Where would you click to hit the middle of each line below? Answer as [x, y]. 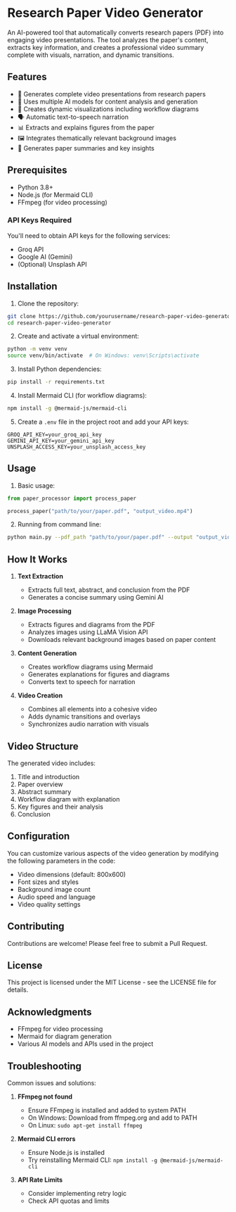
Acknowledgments [50, 1012]
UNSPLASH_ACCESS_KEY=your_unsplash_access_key [77, 447]
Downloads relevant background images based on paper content [122, 640]
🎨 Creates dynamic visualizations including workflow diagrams [108, 109]
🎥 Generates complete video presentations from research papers [111, 94]
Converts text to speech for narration [81, 682]
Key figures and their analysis [60, 807]
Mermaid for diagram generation [65, 1037]
